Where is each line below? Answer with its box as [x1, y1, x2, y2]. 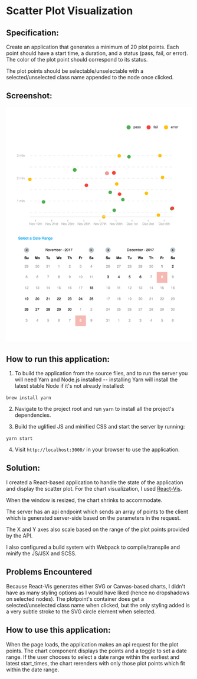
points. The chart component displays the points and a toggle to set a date [6, 647, 187, 654]
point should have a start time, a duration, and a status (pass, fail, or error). [6, 50, 189, 57]
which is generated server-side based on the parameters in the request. [6, 514, 181, 522]
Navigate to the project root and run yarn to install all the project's [14, 406, 175, 413]
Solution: [6, 463, 40, 473]
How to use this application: [6, 625, 111, 635]
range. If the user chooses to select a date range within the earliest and [6, 653, 180, 661]
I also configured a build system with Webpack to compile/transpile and [6, 543, 180, 551]
